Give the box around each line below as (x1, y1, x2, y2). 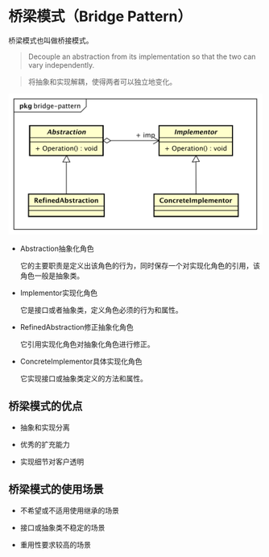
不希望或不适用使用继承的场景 (19, 505, 119, 515)
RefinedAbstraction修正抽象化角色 (19, 322, 134, 331)
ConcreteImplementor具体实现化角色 (19, 356, 143, 366)
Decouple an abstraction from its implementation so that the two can (27, 52, 256, 61)
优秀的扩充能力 (19, 439, 70, 449)
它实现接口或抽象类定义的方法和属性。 (19, 373, 147, 383)
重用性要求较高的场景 (19, 539, 91, 549)
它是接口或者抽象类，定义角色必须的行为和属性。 (19, 305, 183, 314)
